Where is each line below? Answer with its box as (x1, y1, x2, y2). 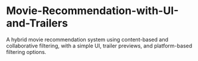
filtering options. (6, 48, 46, 55)
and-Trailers (6, 16, 68, 30)
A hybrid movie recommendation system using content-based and (6, 36, 168, 43)
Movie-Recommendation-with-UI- (6, 4, 179, 18)
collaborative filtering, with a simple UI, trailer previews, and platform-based (6, 42, 193, 49)
